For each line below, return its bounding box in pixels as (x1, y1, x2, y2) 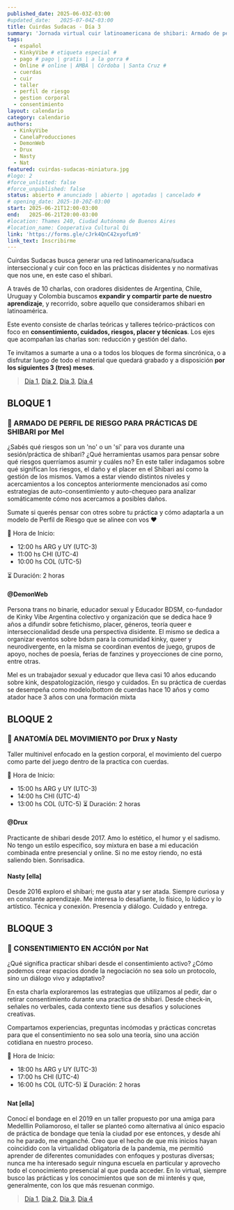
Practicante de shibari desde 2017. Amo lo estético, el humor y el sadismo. (7, 834, 221, 842)
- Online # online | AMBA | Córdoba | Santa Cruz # (13, 62, 167, 69)
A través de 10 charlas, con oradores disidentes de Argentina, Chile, (7, 285, 202, 293)
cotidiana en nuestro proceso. (7, 1038, 93, 1046)
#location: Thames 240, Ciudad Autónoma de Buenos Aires (7, 218, 176, 225)
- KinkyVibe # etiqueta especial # (13, 50, 117, 56)
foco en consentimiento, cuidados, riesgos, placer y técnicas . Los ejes (7, 328, 215, 336)
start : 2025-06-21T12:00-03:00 (7, 205, 98, 212)
